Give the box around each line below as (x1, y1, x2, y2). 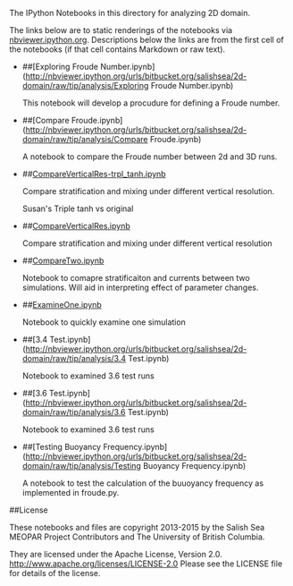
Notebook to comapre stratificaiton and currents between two (21, 273, 250, 283)
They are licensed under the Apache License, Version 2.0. (9, 549, 223, 559)
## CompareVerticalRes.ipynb (21, 221, 131, 231)
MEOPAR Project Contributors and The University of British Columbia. (9, 531, 265, 542)
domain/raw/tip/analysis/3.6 (21, 407, 127, 417)
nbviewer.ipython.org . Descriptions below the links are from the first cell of (9, 35, 284, 45)
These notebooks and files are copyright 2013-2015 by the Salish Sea (9, 522, 265, 532)
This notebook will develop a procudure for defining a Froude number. (21, 98, 280, 108)
